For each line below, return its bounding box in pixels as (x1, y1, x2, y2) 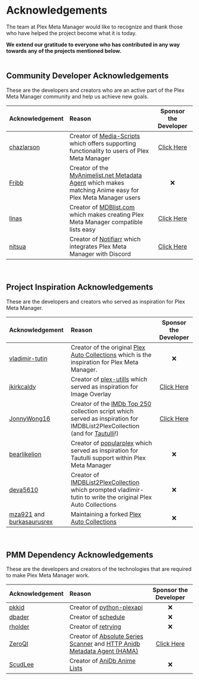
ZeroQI (9, 640, 28, 648)
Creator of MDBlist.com (69, 203, 135, 211)
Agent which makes (69, 179, 124, 187)
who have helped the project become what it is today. (6, 29, 137, 36)
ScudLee (9, 660, 34, 669)
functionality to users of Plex (69, 147, 149, 155)
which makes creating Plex (69, 210, 144, 218)
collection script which (70, 407, 134, 415)
